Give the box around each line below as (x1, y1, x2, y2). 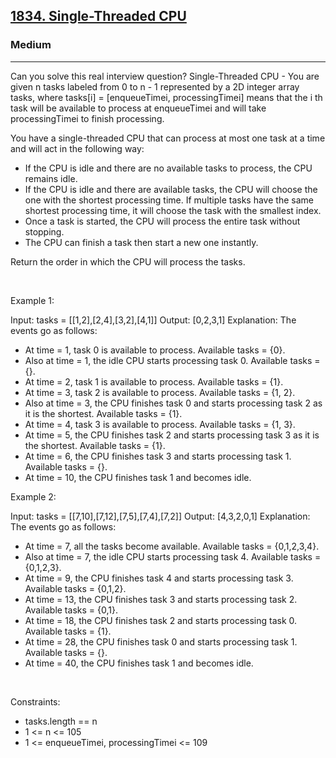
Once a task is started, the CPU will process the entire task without (24, 215, 301, 227)
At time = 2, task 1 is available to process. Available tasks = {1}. (24, 375, 284, 388)
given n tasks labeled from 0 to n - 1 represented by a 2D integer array (10, 80, 300, 93)
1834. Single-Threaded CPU (10, 8, 187, 25)
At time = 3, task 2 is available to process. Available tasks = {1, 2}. (24, 386, 296, 398)
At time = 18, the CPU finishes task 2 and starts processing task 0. (24, 614, 298, 626)
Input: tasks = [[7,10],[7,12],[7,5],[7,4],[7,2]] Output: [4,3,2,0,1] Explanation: (10, 510, 311, 522)
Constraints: (10, 695, 61, 708)
